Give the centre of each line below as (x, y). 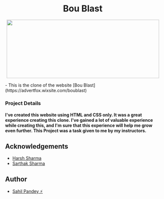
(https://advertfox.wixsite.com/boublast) (46, 90)
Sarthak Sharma (29, 163)
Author (16, 179)
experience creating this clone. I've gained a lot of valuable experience (79, 120)
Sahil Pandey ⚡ (28, 192)
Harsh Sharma (27, 158)
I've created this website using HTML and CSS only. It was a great (74, 115)
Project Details (23, 103)
